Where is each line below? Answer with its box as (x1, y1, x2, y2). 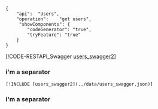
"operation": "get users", (16, 16, 92, 22)
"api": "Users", (16, 11, 60, 17)
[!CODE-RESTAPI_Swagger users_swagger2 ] (5, 53, 116, 60)
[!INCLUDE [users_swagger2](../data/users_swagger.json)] (5, 81, 153, 87)
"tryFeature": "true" (27, 32, 81, 38)
